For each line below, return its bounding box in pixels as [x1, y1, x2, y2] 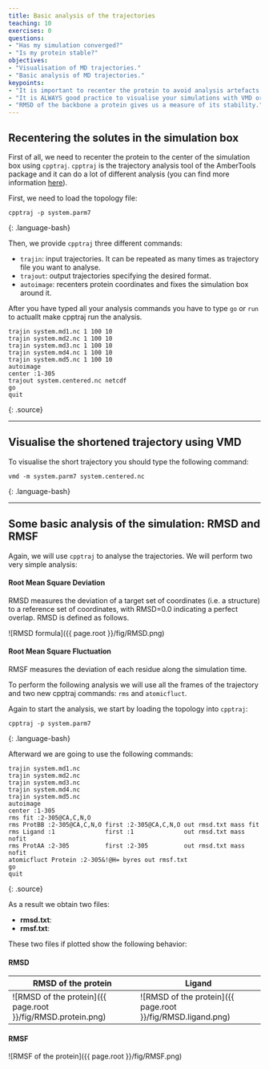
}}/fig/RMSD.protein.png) [12, 1011, 106, 1022]
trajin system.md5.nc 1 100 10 [8, 355, 113, 363]
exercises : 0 [8, 26, 52, 34]
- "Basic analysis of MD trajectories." [8, 71, 146, 79]
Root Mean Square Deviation [8, 578, 106, 588]
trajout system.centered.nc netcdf [8, 376, 127, 385]
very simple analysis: [8, 559, 78, 569]
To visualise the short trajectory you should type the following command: [8, 456, 249, 466]
